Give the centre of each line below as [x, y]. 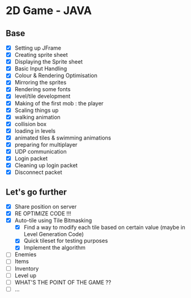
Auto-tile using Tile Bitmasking [53, 220]
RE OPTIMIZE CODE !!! [43, 214]
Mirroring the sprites [40, 83]
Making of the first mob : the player [59, 103]
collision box [31, 124]
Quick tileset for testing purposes [66, 241]
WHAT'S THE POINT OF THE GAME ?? [63, 282]
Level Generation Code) [54, 234]
